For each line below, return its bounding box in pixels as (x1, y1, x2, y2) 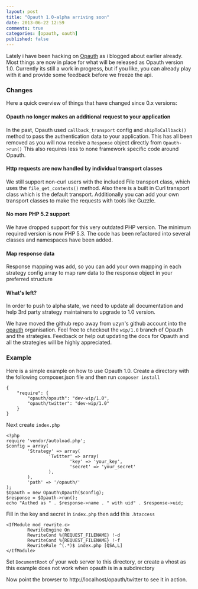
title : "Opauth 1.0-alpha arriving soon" (6, 14, 110, 20)
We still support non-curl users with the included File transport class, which (6, 178, 190, 185)
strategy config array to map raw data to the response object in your (6, 269, 173, 276)
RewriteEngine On (27, 527, 70, 533)
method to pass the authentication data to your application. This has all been (6, 133, 193, 140)
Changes (6, 86, 33, 94)
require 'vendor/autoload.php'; (6, 437, 86, 444)
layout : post (6, 8, 38, 15)
